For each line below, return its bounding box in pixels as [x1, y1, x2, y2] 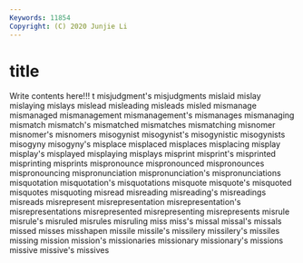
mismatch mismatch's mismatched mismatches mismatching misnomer [9, 120, 276, 131]
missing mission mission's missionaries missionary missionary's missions [9, 235, 284, 246]
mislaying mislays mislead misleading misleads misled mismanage [9, 101, 257, 112]
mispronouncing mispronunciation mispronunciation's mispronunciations [9, 168, 281, 179]
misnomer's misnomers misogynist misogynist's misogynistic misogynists [9, 129, 286, 141]
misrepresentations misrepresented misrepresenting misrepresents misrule [9, 206, 290, 218]
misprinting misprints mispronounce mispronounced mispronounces [9, 158, 265, 169]
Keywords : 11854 [9, 13, 71, 23]
